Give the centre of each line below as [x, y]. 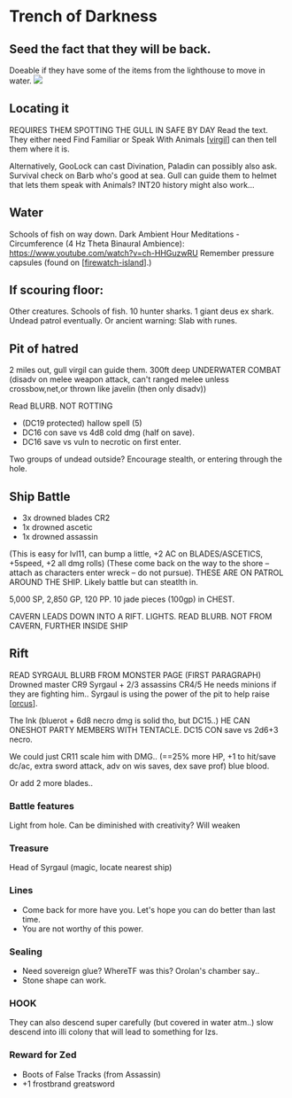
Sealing [26, 952]
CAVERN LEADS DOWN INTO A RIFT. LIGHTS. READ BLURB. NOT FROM [141, 617]
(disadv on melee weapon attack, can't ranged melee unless [119, 379]
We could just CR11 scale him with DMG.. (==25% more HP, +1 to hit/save [142, 756]
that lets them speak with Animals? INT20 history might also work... [132, 184]
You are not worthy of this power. [83, 929]
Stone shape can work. [64, 980]
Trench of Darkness [83, 16]
